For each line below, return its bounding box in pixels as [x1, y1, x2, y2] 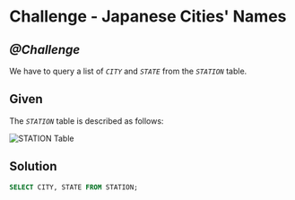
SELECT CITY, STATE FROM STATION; [9, 182, 139, 192]
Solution [9, 159, 57, 174]
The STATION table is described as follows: [9, 115, 164, 126]
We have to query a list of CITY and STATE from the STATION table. [9, 65, 247, 76]
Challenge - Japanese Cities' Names [9, 6, 287, 27]
